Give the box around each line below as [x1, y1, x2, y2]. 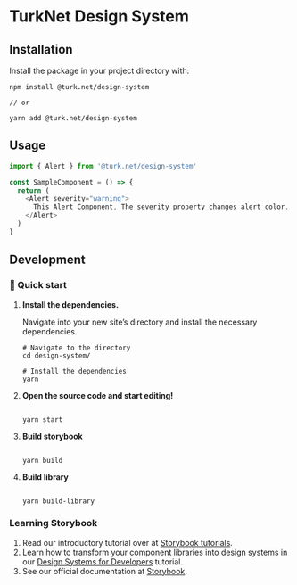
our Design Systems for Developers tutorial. [21, 556, 183, 567]
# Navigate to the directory [21, 343, 131, 352]
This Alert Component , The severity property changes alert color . [32, 202, 290, 211]
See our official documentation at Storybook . [21, 565, 187, 576]
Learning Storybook [9, 517, 98, 530]
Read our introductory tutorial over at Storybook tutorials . [21, 537, 234, 548]
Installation [9, 42, 73, 57]
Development [9, 252, 87, 268]
